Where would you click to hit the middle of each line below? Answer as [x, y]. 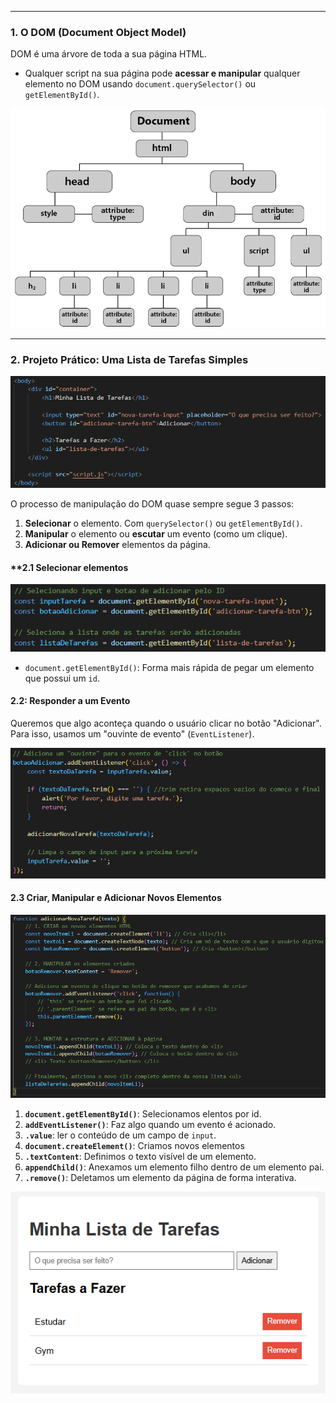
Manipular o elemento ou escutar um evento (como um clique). [156, 534]
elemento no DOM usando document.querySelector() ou [140, 84]
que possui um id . [62, 678]
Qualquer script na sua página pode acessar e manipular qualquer [162, 73]
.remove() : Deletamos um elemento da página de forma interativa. [160, 1177]
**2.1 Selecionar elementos [69, 567]
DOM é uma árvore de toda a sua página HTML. [109, 54]
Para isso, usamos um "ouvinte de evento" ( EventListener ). [132, 734]
